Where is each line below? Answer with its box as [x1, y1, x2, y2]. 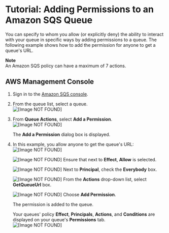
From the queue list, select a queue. [12, 101, 88, 107]
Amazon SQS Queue [5, 14, 93, 26]
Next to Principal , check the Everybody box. [63, 166, 157, 172]
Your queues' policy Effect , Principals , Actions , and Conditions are [12, 211, 155, 217]
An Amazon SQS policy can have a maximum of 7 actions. [5, 63, 126, 69]
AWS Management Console [5, 77, 94, 86]
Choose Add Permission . [63, 191, 116, 197]
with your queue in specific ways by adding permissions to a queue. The [5, 37, 157, 43]
